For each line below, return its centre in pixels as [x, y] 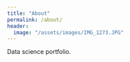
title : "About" [29, 13]
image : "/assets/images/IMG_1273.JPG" [69, 32]
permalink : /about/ [35, 20]
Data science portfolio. [39, 52]
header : [18, 26]
